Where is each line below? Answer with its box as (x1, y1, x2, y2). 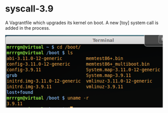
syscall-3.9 (5, 3, 54, 15)
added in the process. (5, 25, 50, 31)
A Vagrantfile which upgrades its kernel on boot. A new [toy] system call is (5, 20, 158, 26)
